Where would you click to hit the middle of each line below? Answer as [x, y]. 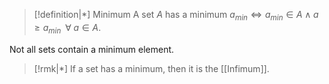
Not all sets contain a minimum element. [92, 49]
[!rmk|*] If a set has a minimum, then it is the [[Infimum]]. [151, 68]
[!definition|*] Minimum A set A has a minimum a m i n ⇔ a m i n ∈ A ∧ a [176, 16]
